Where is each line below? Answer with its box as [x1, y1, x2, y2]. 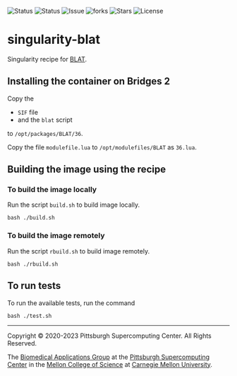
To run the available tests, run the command [7, 298, 135, 307]
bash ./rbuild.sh [7, 261, 59, 268]
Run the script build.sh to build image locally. [7, 200, 140, 209]
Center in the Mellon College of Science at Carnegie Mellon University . [7, 360, 213, 368]
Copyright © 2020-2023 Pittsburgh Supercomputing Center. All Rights [7, 331, 212, 340]
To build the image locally [7, 185, 97, 195]
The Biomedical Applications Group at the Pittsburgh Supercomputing [7, 353, 210, 361]
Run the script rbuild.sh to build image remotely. [7, 246, 150, 255]
